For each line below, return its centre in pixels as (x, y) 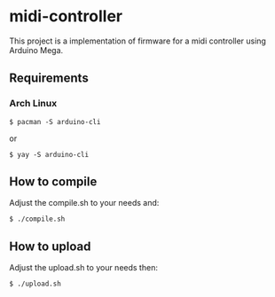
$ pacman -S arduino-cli (55, 121)
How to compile (53, 182)
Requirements (49, 78)
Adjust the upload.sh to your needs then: (83, 268)
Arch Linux (33, 104)
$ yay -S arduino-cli (49, 154)
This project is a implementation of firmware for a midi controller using (137, 41)
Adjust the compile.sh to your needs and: (84, 203)
